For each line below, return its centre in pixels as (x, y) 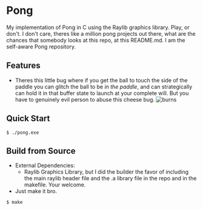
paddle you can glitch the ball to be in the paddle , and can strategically (104, 87)
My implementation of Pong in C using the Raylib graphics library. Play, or (98, 27)
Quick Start (28, 119)
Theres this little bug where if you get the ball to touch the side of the (101, 80)
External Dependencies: (45, 166)
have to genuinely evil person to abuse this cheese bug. (85, 99)
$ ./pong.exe (23, 133)
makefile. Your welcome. (55, 185)
